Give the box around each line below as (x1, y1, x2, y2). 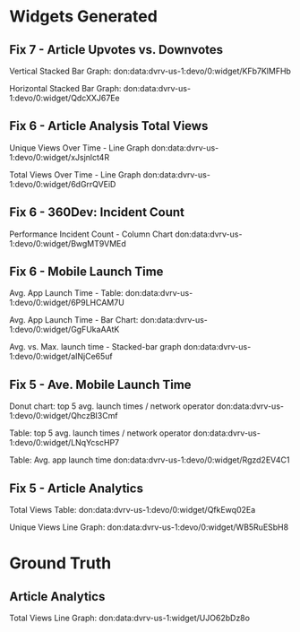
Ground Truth (9, 553, 112, 574)
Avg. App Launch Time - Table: (9, 288, 124, 299)
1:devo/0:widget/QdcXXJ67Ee (9, 92, 121, 103)
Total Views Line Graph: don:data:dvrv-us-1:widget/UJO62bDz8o (9, 612, 251, 624)
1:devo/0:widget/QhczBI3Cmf (9, 411, 118, 421)
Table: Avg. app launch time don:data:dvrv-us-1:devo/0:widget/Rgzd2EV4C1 (9, 455, 290, 465)
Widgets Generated (9, 6, 159, 27)
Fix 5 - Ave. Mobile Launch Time (9, 377, 192, 392)
